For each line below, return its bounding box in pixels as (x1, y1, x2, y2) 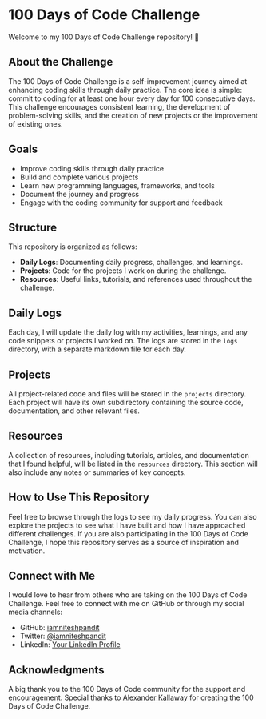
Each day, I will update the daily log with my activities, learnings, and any (8, 327, 248, 337)
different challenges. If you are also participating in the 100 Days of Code (8, 528, 249, 538)
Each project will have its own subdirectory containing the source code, (8, 398, 244, 407)
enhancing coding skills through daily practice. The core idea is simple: (8, 85, 242, 94)
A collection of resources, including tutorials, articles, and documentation (8, 450, 249, 460)
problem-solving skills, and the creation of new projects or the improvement (8, 110, 258, 120)
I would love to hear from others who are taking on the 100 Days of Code (8, 590, 248, 600)
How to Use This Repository (8, 491, 150, 504)
